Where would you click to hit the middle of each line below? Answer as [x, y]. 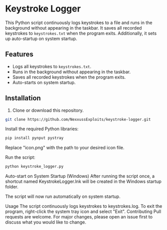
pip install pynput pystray [34, 138]
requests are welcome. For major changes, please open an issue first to [79, 217]
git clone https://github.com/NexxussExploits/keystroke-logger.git [78, 119]
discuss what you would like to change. [46, 222]
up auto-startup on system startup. [41, 39]
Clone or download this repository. [48, 110]
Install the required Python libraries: [42, 129]
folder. [12, 187]
